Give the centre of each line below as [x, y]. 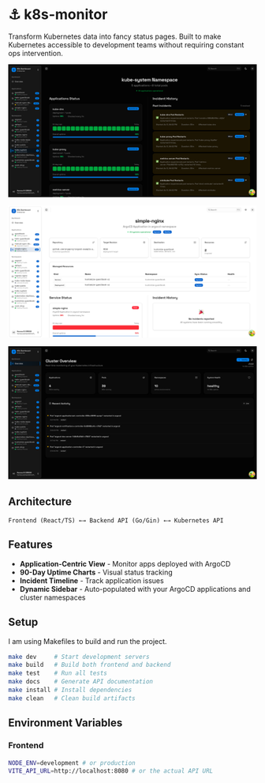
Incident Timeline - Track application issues [91, 580]
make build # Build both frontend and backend [90, 665]
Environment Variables [65, 723]
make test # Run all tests [58, 673]
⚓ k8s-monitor [58, 15]
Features [30, 545]
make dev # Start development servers [79, 657]
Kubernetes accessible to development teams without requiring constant [126, 44]
